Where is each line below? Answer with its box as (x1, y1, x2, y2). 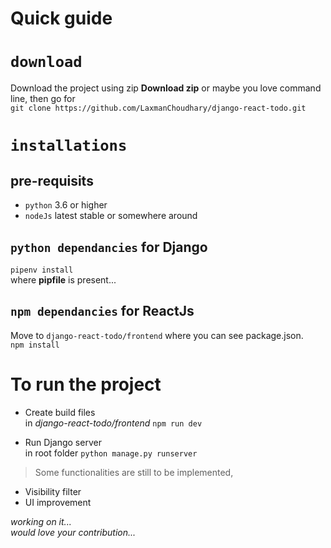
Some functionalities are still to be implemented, (34, 466, 234, 478)
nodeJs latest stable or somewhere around (24, 210, 198, 222)
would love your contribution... (10, 526, 137, 538)
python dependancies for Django (10, 238, 208, 256)
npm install (10, 340, 60, 350)
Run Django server (24, 436, 102, 448)
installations (10, 137, 128, 156)
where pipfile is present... (10, 273, 117, 286)
